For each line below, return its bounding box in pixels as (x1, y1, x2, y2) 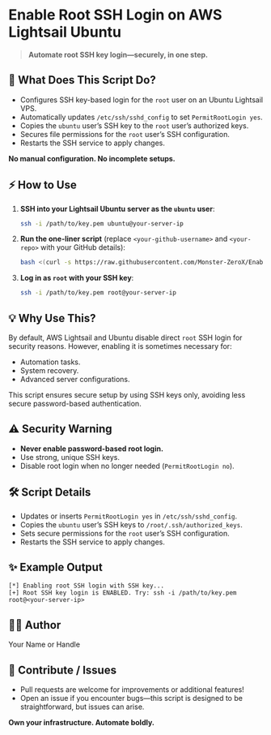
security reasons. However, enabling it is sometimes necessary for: (8, 342, 232, 350)
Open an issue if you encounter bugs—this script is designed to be (19, 694, 243, 703)
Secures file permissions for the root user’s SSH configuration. (19, 129, 231, 139)
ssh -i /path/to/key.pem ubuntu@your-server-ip (19, 219, 184, 228)
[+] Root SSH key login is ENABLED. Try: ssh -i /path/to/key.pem (8, 589, 237, 597)
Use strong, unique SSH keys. (19, 452, 120, 462)
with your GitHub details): (40, 243, 125, 252)
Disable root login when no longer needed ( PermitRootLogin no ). (19, 461, 235, 471)
